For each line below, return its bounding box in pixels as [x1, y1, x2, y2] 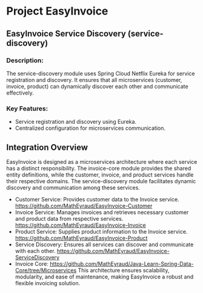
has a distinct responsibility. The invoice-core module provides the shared [6, 164, 191, 172]
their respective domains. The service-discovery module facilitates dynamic [6, 177, 196, 184]
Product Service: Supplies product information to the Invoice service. [15, 227, 188, 235]
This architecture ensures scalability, [78, 266, 170, 274]
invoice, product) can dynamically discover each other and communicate [6, 83, 189, 90]
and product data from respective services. [15, 215, 124, 222]
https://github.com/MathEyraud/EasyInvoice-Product [15, 234, 148, 241]
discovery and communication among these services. [6, 184, 141, 191]
